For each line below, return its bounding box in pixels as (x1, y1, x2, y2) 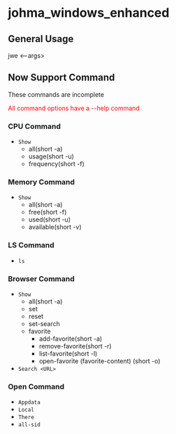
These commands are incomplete (8, 90, 104, 99)
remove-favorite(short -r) (38, 342, 112, 350)
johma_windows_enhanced (8, 5, 170, 21)
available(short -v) (28, 223, 82, 231)
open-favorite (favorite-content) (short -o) (38, 357, 161, 365)
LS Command (8, 240, 54, 250)
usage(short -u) (28, 152, 74, 161)
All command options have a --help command (8, 104, 140, 112)
